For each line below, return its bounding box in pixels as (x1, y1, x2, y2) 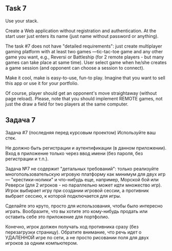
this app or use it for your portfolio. (5, 80, 79, 86)
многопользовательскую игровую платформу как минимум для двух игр (5, 171, 166, 177)
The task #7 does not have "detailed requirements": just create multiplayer (5, 43, 162, 49)
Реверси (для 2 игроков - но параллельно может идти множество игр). (5, 182, 162, 188)
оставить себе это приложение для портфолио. (5, 214, 110, 220)
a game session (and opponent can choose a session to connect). (5, 65, 145, 71)
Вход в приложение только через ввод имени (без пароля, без (5, 150, 143, 156)
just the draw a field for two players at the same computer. (5, 101, 129, 107)
